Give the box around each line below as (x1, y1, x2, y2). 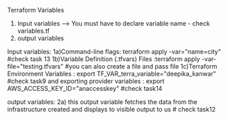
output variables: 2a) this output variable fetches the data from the (7, 98, 198, 106)
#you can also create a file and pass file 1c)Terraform (65, 62, 218, 70)
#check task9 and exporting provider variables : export (7, 77, 165, 85)
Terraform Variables (7, 6, 65, 14)
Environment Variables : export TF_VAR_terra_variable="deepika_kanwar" (7, 69, 217, 78)
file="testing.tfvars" (7, 62, 64, 70)
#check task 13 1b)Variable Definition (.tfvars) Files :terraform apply (7, 55, 200, 63)
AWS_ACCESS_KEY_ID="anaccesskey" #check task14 (7, 85, 163, 92)
